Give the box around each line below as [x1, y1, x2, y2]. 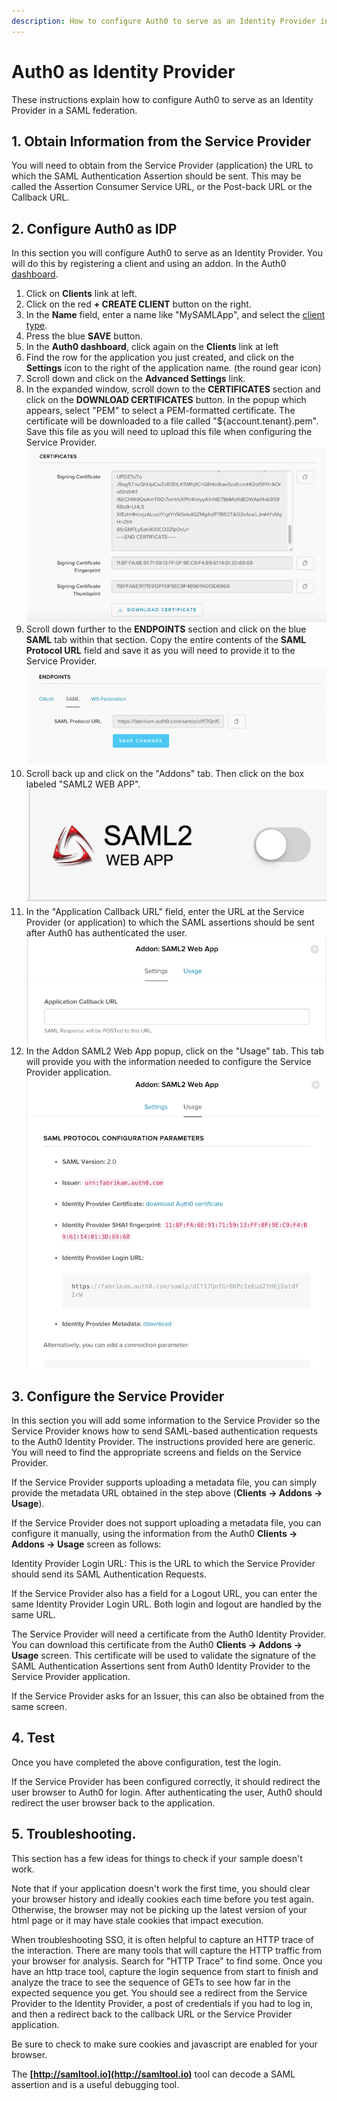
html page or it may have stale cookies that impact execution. [11, 1914, 264, 1926]
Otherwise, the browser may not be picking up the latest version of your [11, 1903, 308, 1915]
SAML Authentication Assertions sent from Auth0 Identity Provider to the [11, 1660, 311, 1672]
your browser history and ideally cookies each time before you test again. [11, 1893, 314, 1905]
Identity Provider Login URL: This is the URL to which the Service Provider [11, 1557, 316, 1569]
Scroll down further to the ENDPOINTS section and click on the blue [25, 623, 307, 635]
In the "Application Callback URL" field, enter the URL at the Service [25, 906, 305, 918]
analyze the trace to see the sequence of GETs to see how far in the [11, 1976, 291, 1988]
